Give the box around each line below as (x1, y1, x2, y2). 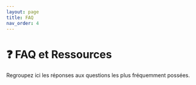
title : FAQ (6, 15, 34, 21)
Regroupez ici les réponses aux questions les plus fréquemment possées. (6, 72, 191, 79)
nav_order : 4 (6, 20, 39, 26)
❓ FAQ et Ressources (6, 47, 112, 61)
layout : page (6, 8, 39, 15)
